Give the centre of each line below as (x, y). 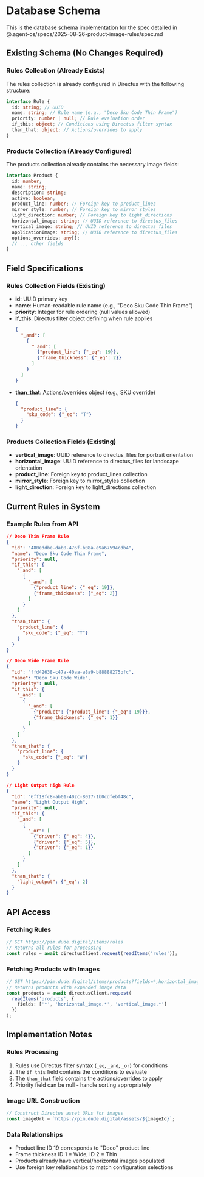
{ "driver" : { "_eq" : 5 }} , (65, 842)
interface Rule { (28, 101)
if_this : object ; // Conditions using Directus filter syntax (92, 124)
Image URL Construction (43, 1100)
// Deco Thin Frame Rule (38, 537)
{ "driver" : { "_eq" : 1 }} (63, 848)
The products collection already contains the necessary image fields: (93, 165)
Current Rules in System (53, 506)
